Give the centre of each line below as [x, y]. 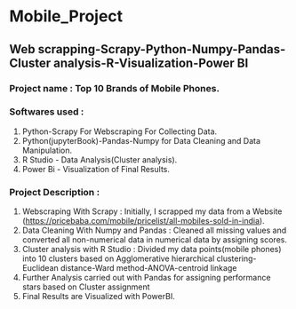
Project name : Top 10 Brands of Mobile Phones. [115, 88]
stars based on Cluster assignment [86, 287]
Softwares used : [47, 112]
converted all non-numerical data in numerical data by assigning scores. [154, 240]
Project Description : [55, 192]
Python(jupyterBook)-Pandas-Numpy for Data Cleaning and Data [141, 140]
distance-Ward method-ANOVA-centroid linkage [149, 268]
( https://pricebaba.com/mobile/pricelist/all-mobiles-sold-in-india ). [143, 221]
